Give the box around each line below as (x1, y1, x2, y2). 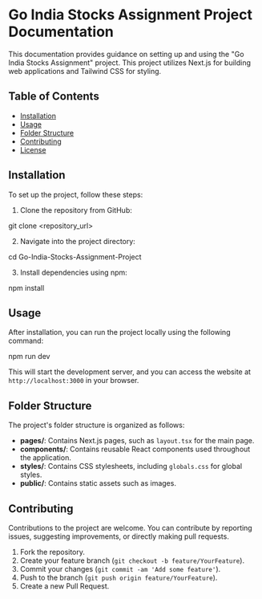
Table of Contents (8, 90, 100, 104)
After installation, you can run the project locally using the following (8, 328, 231, 337)
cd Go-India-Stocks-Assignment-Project (8, 251, 142, 262)
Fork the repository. (19, 548, 86, 556)
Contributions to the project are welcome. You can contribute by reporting (8, 524, 252, 532)
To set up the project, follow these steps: (8, 189, 143, 199)
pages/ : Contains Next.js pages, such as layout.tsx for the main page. (19, 436, 255, 446)
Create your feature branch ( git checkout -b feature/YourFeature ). (19, 556, 245, 565)
